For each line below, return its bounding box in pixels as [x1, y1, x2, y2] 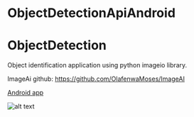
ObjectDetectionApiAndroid [7, 5, 176, 21]
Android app [7, 89, 44, 97]
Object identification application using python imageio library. [7, 61, 188, 69]
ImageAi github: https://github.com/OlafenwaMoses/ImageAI [7, 74, 185, 83]
